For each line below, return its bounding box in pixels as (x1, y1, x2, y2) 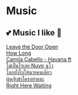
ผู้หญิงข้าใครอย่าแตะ (6, 76, 45, 82)
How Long (6, 50, 31, 57)
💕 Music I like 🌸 (6, 28, 62, 38)
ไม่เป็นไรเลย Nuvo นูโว (6, 62, 54, 69)
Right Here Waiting (6, 82, 52, 89)
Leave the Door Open (6, 43, 58, 50)
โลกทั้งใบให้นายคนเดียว (6, 69, 52, 76)
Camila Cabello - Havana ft (6, 56, 72, 63)
